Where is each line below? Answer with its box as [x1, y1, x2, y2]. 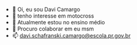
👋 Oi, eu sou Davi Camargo [12, 6, 81, 13]
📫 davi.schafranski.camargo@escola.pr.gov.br [12, 32, 131, 39]
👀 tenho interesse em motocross [12, 12, 94, 19]
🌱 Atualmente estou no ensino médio [12, 19, 105, 26]
